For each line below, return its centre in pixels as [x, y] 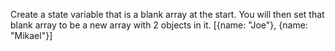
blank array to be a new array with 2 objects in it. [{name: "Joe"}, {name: [159, 25]
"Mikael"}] [31, 35]
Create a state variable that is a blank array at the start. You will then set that [167, 14]
